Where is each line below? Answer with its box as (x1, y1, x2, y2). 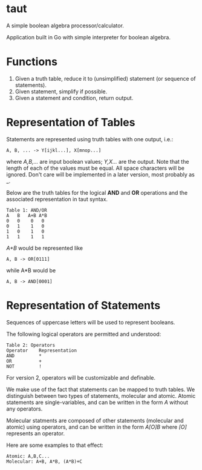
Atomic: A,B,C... (6, 453, 50, 459)
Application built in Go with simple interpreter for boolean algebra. (6, 33, 171, 41)
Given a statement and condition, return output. (15, 94, 134, 101)
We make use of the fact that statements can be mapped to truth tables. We (6, 386, 195, 393)
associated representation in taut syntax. (6, 195, 108, 203)
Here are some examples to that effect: (6, 441, 104, 449)
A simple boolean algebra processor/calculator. (6, 22, 124, 29)
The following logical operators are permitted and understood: (6, 330, 161, 338)
